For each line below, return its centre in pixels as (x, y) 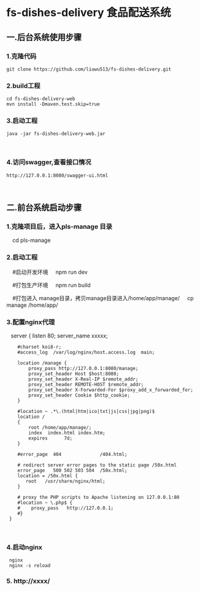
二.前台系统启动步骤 (44, 208)
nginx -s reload (30, 566)
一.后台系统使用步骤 (44, 37)
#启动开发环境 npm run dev (50, 272)
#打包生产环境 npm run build (51, 285)
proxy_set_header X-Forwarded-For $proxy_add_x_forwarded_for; (111, 390)
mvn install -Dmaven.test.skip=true (53, 104)
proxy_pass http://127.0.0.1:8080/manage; (83, 369)
